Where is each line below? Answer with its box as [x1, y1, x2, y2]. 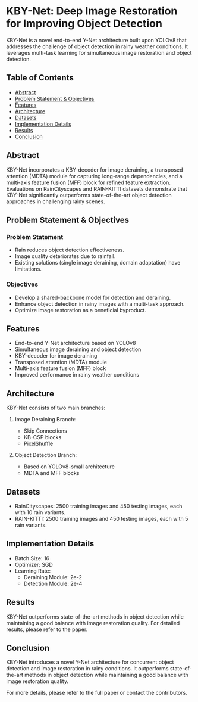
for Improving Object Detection [6, 17, 162, 30]
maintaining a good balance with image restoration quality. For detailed [6, 619, 180, 626]
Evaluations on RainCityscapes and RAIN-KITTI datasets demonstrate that [6, 185, 187, 192]
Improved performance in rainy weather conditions [14, 371, 140, 378]
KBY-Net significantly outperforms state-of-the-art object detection [6, 191, 172, 198]
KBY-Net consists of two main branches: [6, 404, 106, 412]
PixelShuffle [23, 440, 54, 448]
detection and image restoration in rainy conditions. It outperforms [6, 665, 169, 672]
